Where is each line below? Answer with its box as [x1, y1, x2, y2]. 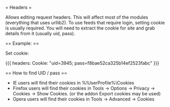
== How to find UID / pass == [5, 70, 67, 76]
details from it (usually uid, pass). [5, 31, 76, 36]
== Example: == [5, 40, 39, 46]
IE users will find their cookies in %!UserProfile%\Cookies [12, 80, 134, 86]
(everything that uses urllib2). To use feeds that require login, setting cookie [5, 20, 165, 25]
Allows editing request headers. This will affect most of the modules [5, 14, 149, 20]
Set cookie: [5, 50, 29, 56]
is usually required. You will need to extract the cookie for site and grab [5, 25, 155, 31]
